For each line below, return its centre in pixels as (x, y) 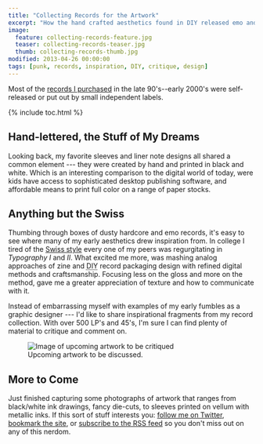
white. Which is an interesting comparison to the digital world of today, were (131, 173)
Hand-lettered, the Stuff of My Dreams (104, 137)
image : (19, 30)
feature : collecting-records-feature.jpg (84, 37)
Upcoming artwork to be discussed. (85, 355)
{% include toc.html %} (46, 112)
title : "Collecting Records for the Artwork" (83, 15)
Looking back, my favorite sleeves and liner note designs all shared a (119, 156)
